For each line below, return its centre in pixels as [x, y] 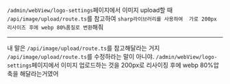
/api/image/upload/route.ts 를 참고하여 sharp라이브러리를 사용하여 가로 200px [112, 18]
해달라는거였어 [39, 73]
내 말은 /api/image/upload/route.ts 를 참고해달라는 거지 [84, 48]
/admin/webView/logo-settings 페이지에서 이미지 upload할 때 [90, 10]
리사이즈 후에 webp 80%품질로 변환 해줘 [55, 27]
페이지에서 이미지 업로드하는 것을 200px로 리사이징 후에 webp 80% [123, 65]
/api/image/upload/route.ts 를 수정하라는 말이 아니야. [81, 56]
